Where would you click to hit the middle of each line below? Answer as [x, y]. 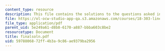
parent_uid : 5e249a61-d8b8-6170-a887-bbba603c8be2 [58, 28]
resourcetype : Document [29, 32]
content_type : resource [29, 9]
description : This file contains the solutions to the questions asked [80, 14]
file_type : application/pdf [34, 23]
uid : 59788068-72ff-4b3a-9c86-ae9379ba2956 [50, 41]
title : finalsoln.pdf [27, 37]
